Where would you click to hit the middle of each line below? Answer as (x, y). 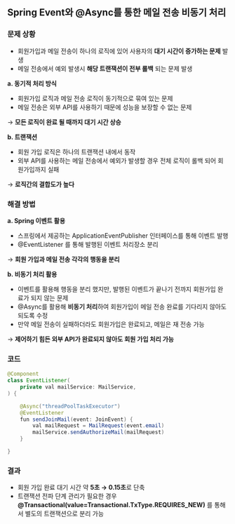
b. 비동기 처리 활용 (32, 274)
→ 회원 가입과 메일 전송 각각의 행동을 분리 (64, 259)
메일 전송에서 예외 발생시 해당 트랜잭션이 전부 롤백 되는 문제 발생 (105, 68)
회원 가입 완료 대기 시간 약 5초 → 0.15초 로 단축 (81, 488)
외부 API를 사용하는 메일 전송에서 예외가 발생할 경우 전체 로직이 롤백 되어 (116, 161)
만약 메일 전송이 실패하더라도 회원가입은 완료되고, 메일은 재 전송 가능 (111, 324)
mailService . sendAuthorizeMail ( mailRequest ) (99, 432)
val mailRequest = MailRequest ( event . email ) (99, 426)
